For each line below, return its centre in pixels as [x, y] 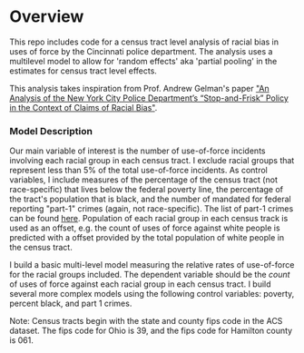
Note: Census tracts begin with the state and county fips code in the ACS [146, 321]
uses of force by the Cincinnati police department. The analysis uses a [141, 51]
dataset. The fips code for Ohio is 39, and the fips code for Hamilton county [151, 331]
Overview [47, 17]
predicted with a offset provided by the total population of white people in [147, 238]
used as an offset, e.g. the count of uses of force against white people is [145, 228]
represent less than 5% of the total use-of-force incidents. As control [138, 171]
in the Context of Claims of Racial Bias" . [83, 107]
